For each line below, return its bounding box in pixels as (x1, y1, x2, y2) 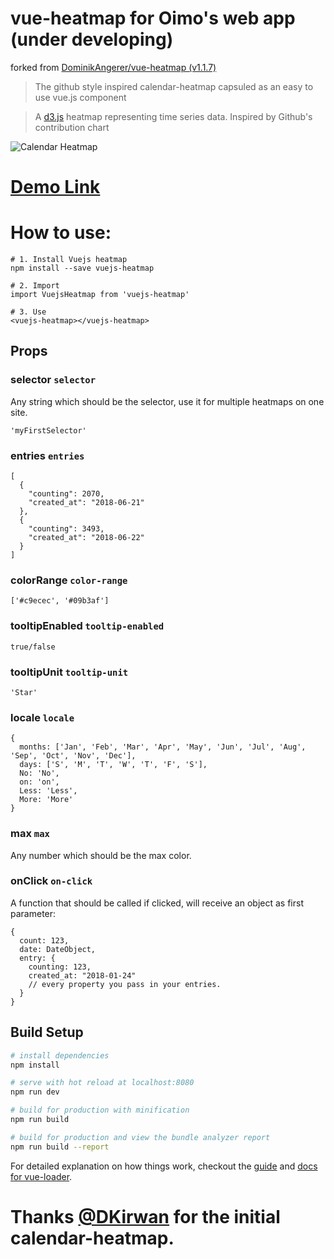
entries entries (10, 448, 85, 462)
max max (10, 827, 50, 841)
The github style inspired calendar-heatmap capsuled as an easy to (34, 80, 314, 92)
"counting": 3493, (28, 524, 105, 534)
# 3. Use (10, 307, 47, 317)
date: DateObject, (19, 944, 97, 954)
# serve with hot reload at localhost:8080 (10, 1078, 195, 1088)
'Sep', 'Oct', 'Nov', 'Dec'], (10, 751, 137, 761)
